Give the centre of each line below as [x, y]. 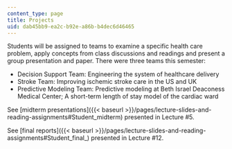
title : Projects [30, 20]
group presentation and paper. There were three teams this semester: [107, 61]
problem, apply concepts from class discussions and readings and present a [116, 53]
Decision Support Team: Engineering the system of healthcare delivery [118, 74]
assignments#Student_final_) [48, 138]
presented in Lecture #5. [160, 117]
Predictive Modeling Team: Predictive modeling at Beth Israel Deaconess [121, 89]
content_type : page [35, 14]
